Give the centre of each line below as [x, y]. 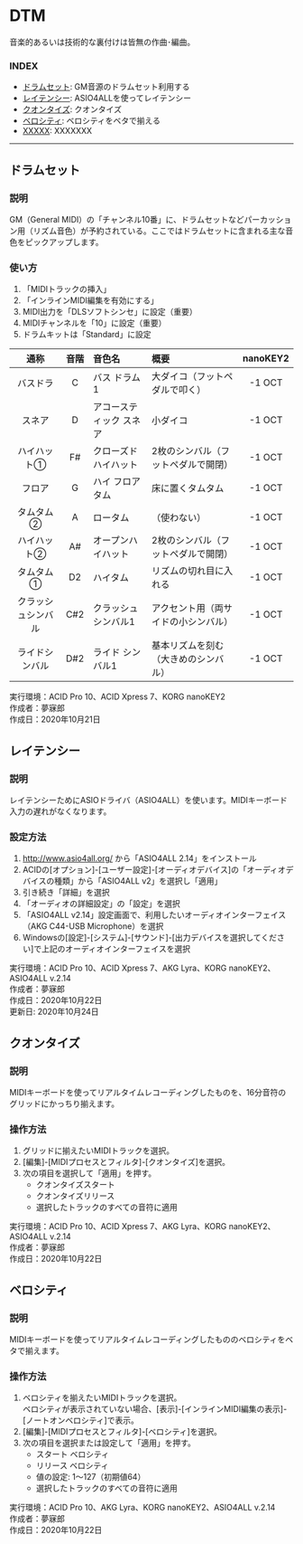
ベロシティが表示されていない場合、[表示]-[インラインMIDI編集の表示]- [155, 1409]
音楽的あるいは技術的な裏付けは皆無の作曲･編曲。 [102, 42]
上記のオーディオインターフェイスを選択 [116, 949]
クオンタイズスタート [75, 1185]
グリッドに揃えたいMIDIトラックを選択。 [98, 1151]
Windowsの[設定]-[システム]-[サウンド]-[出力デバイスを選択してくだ [150, 938]
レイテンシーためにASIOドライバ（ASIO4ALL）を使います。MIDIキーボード [149, 800]
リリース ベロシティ [72, 1465]
